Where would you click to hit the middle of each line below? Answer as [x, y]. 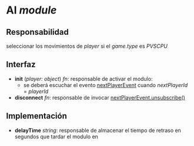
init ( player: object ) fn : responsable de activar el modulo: [83, 79]
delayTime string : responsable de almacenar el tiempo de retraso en [98, 130]
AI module [31, 10]
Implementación [37, 116]
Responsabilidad [37, 32]
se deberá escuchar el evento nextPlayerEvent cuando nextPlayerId [106, 85]
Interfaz [21, 64]
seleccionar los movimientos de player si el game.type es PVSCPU [87, 46]
